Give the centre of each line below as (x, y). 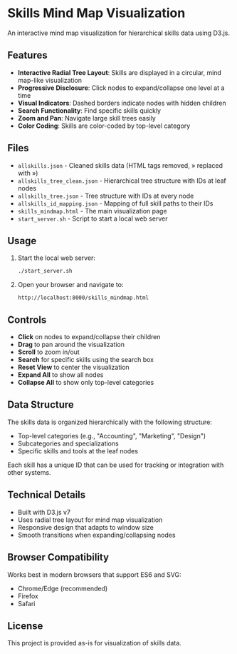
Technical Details (47, 495)
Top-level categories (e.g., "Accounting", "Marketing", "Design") (112, 436)
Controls (27, 320)
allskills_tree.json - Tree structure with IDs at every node (106, 196)
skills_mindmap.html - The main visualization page (92, 211)
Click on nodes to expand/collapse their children (89, 337)
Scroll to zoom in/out (48, 352)
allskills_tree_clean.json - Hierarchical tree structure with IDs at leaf (122, 181)
